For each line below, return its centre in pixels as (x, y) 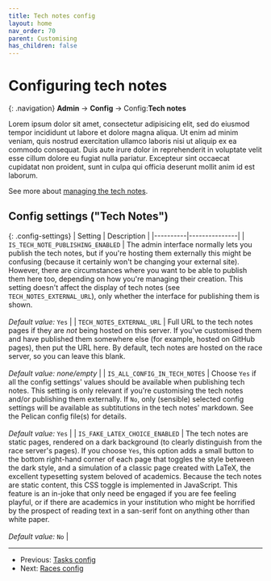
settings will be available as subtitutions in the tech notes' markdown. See (131, 407)
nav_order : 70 (32, 31)
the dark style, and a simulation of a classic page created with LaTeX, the (130, 467)
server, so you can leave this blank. (67, 356)
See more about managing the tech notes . (78, 192)
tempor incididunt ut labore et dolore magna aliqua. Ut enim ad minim (123, 133)
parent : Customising (43, 38)
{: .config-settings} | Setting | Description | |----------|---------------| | (126, 236)
